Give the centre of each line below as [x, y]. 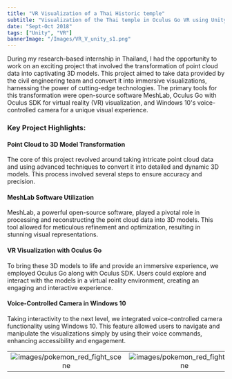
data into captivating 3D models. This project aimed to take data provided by [116, 74]
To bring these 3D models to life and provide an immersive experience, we [113, 265]
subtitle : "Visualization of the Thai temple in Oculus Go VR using [108, 20]
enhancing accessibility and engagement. [67, 340]
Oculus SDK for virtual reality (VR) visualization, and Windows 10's [101, 103]
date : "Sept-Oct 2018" [40, 26]
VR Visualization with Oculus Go [55, 250]
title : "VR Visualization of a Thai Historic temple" [86, 13]
